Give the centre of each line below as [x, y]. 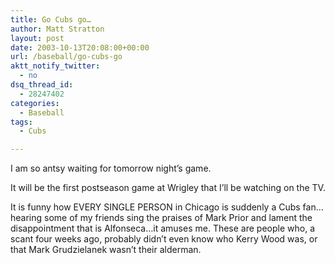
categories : [35, 103]
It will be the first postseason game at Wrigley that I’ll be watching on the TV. [168, 188]
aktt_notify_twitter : [55, 66]
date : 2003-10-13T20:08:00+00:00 [80, 47]
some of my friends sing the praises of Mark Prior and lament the [178, 218]
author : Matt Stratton [57, 29]
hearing [26, 218]
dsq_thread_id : [42, 85]
